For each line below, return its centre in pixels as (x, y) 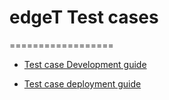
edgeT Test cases (84, 17)
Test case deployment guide (82, 83)
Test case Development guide (85, 64)
